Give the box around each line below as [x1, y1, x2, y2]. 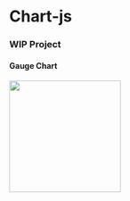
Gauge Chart [9, 60, 58, 71]
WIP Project [9, 38, 61, 51]
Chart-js [9, 6, 73, 27]
